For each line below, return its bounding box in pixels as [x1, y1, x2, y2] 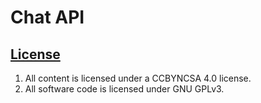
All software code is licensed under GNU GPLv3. [24, 83, 225, 95]
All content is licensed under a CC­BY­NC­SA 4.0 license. [24, 72, 252, 84]
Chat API [10, 6, 85, 29]
